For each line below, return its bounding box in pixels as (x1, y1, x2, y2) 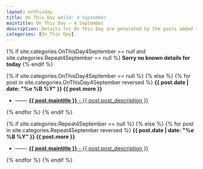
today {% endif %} (6, 61, 53, 68)
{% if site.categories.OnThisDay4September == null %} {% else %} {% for (6, 72, 192, 80)
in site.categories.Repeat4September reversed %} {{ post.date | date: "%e (6, 127, 195, 134)
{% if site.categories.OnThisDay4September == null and (6, 48, 146, 55)
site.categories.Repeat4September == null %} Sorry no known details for (6, 54, 190, 62)
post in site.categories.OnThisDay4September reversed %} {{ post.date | (6, 79, 189, 86)
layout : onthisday (6, 8, 53, 15)
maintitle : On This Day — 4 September (6, 20, 104, 26)
